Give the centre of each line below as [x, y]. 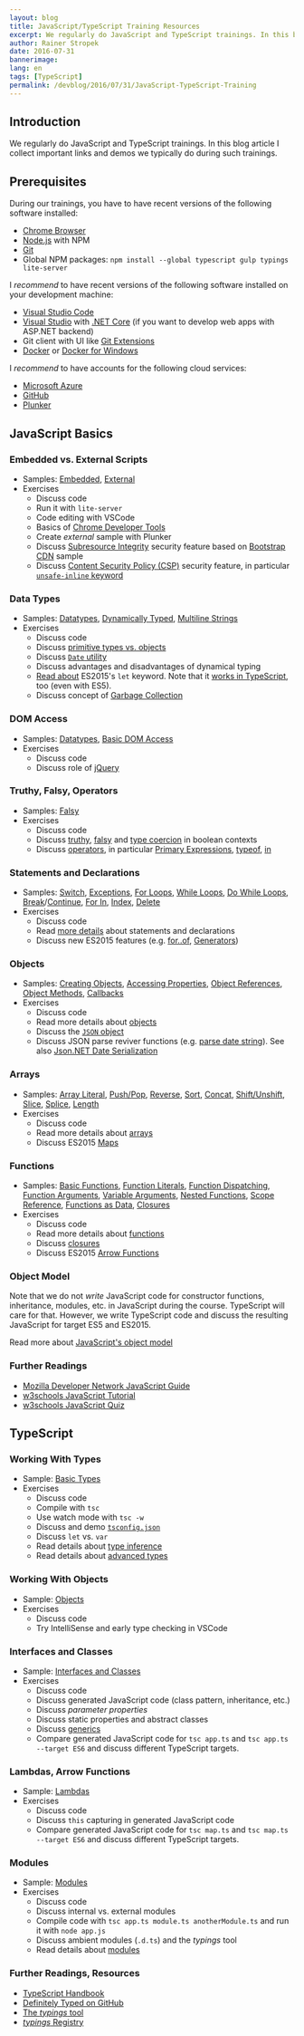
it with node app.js [71, 1931]
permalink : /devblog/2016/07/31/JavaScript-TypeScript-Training [133, 85]
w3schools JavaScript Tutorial [79, 1395]
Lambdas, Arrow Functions [70, 1772]
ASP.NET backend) [58, 331]
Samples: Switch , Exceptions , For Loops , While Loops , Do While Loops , [156, 892]
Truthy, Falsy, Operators [64, 791]
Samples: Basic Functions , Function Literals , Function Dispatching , [146, 1186]
